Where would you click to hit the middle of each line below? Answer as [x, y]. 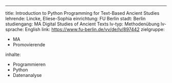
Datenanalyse [27, 75]
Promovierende [29, 45]
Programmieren [29, 64]
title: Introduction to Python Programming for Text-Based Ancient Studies [82, 13]
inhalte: [13, 54]
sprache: [15, 29]
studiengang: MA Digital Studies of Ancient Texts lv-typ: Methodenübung [82, 24]
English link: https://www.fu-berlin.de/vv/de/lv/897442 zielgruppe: [95, 29]
